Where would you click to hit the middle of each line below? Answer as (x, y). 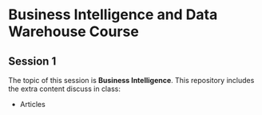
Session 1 (32, 61)
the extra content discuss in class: (65, 89)
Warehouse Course (74, 32)
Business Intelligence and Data (113, 15)
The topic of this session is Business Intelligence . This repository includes (131, 80)
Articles (32, 104)
